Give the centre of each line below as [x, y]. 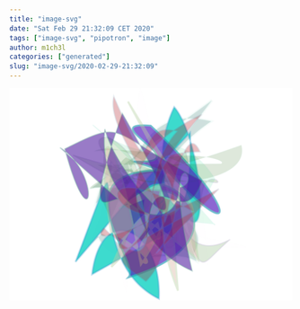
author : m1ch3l [38, 48]
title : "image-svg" [46, 19]
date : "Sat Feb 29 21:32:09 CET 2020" [82, 28]
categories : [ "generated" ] [60, 57]
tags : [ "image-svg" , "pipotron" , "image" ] [90, 38]
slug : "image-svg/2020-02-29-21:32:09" [84, 66]
